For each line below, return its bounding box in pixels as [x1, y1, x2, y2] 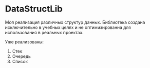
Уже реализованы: [5, 39, 44, 44]
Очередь [12, 53, 31, 59]
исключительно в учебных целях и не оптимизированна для [5, 24, 131, 30]
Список [12, 58, 28, 64]
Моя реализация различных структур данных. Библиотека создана [5, 19, 145, 25]
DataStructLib [5, 3, 63, 14]
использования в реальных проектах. [5, 29, 84, 35]
